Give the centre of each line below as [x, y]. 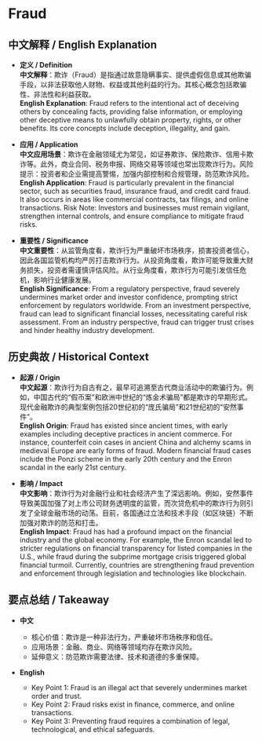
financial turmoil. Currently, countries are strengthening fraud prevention [137, 565]
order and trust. [56, 696]
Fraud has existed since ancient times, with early [149, 426]
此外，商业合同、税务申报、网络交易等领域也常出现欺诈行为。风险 [147, 164]
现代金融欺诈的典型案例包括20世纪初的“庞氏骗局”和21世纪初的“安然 [128, 407]
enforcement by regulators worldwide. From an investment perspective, [135, 305]
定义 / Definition [46, 65]
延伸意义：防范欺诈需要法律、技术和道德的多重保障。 [117, 656]
